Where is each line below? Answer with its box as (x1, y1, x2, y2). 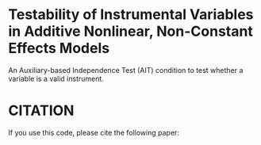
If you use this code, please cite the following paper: (8, 128, 180, 137)
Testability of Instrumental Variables (8, 6, 254, 24)
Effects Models (8, 40, 109, 57)
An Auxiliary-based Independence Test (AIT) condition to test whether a (8, 65, 244, 74)
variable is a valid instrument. (8, 74, 105, 83)
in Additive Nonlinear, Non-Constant (8, 22, 254, 40)
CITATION (8, 101, 75, 120)
